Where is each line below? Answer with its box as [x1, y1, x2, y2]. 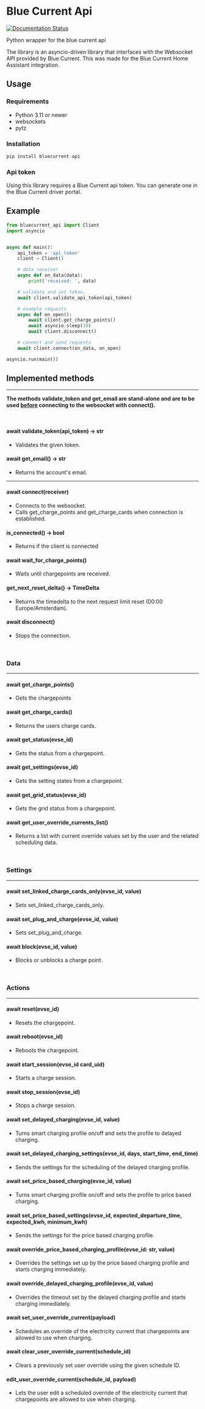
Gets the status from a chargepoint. [15, 749, 105, 756]
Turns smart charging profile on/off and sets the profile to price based [15, 1191, 192, 1199]
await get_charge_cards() [6, 708, 73, 716]
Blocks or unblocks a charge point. [15, 956, 103, 964]
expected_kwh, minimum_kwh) [6, 1218, 87, 1226]
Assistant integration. [6, 61, 60, 68]
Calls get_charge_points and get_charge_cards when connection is [15, 509, 184, 516]
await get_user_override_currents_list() [6, 818, 109, 826]
